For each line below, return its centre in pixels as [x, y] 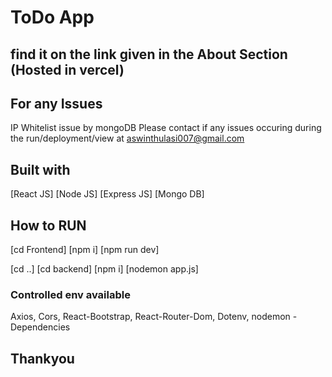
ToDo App [52, 17]
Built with [40, 169]
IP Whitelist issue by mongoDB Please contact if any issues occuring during [166, 128]
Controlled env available [70, 294]
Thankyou [42, 358]
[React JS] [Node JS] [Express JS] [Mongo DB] [107, 194]
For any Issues [56, 103]
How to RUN [48, 225]
